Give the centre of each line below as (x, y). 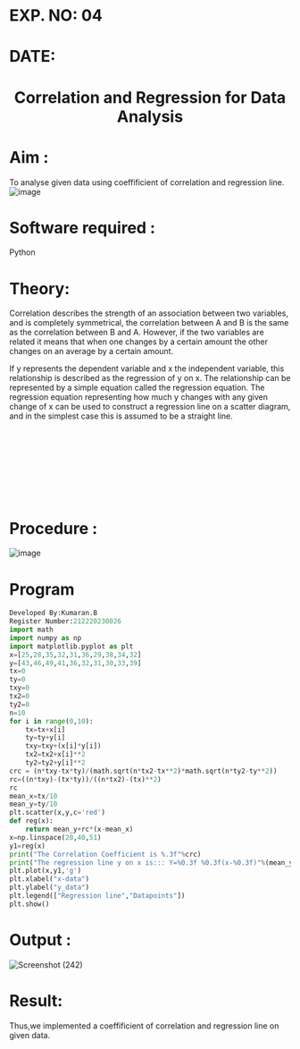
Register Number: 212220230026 (66, 622)
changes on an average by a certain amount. (92, 351)
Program (42, 589)
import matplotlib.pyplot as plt (71, 646)
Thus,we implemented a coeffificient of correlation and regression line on (144, 1026)
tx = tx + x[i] (46, 730)
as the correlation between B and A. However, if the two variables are (137, 333)
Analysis (150, 116)
